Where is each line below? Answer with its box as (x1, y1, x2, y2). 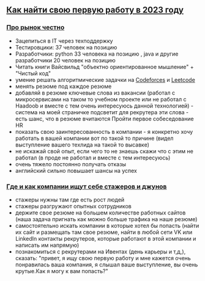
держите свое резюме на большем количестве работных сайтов (15, 209, 186, 216)
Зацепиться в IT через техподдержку (15, 37, 113, 45)
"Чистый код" (15, 70, 51, 77)
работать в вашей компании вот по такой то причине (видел (15, 134, 174, 142)
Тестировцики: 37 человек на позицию (15, 43, 117, 51)
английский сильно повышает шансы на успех (15, 167, 138, 174)
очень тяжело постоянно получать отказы (15, 160, 127, 167)
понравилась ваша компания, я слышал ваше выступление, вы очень (15, 261, 198, 268)
